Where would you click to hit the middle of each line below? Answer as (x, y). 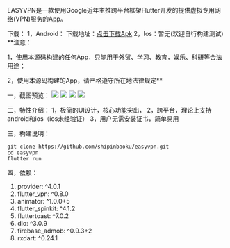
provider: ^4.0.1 (39, 187)
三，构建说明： (28, 133)
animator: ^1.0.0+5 (44, 201)
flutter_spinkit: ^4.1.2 (46, 208)
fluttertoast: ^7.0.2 (43, 216)
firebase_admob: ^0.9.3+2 (55, 231)
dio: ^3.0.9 (32, 223)
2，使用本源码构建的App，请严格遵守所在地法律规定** (85, 81)
